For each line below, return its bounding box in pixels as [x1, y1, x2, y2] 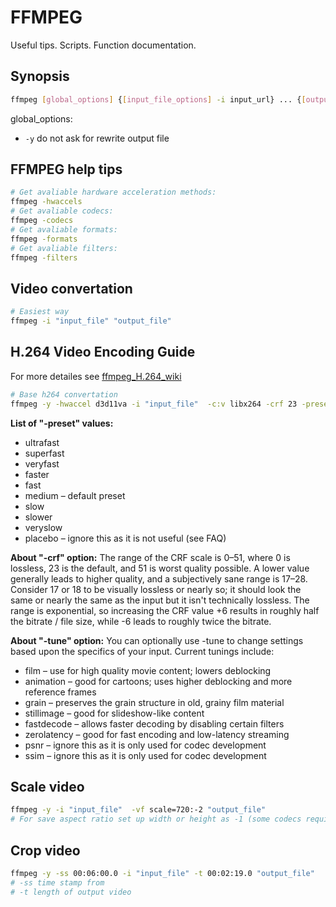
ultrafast [24, 436, 60, 448]
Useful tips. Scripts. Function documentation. [10, 39, 197, 51]
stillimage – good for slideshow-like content [24, 707, 205, 719]
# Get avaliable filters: [10, 243, 118, 253]
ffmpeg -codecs [10, 216, 74, 226]
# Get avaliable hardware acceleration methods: [10, 187, 217, 198]
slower [24, 511, 53, 523]
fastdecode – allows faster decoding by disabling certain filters [24, 717, 285, 730]
